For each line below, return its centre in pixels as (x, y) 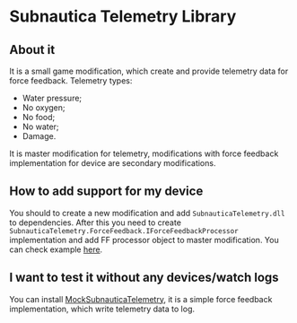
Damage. (39, 136)
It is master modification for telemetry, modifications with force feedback (144, 153)
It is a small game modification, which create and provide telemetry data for (149, 71)
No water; (41, 127)
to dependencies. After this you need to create (96, 223)
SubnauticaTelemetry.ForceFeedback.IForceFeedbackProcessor (124, 231)
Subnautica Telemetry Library (123, 17)
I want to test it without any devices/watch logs (144, 278)
